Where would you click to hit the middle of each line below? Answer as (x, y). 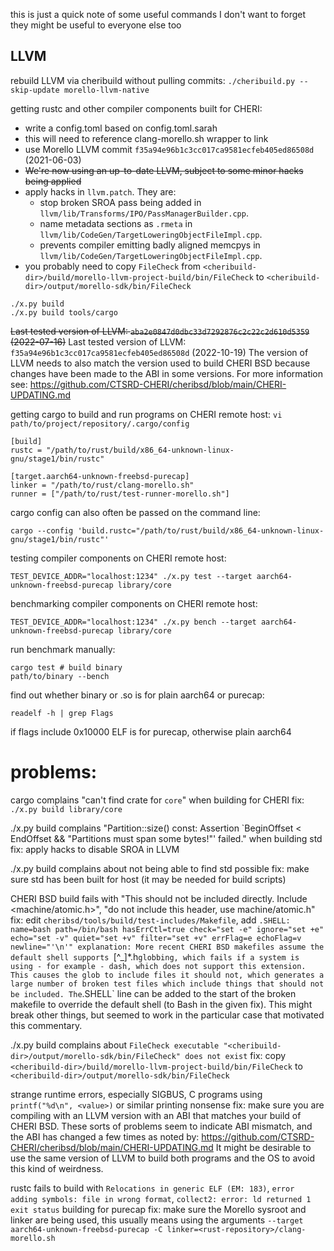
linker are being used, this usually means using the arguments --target (157, 1220)
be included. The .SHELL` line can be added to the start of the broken (153, 993)
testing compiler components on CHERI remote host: (118, 558)
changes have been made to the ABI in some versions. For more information (167, 373)
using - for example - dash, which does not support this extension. (158, 966)
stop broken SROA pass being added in (120, 202)
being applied (53, 181)
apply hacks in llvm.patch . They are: (100, 191)
